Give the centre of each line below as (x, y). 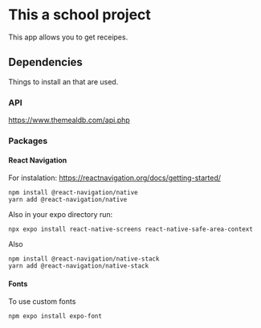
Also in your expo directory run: (61, 215)
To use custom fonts (42, 301)
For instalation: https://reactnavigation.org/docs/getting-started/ (115, 178)
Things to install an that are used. (63, 81)
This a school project (80, 15)
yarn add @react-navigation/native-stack (79, 266)
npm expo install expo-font (55, 316)
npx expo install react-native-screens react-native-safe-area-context (130, 230)
